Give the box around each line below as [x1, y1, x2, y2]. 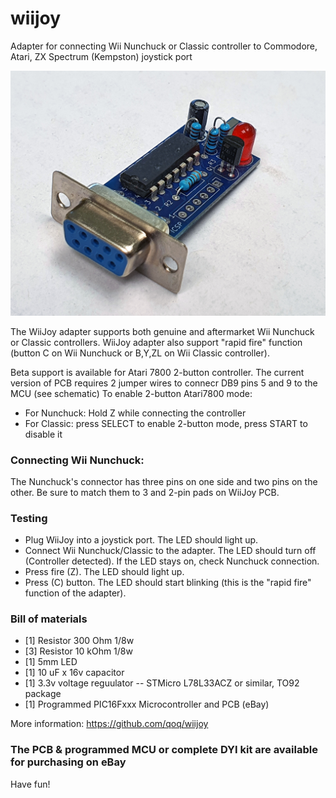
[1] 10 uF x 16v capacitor [24, 667, 125, 679]
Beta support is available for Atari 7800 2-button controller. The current [10, 366, 305, 378]
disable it [24, 428, 63, 440]
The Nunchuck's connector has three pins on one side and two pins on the [10, 475, 318, 487]
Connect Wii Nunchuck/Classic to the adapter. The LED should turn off [24, 545, 317, 557]
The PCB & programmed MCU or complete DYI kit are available [10, 743, 318, 757]
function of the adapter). [24, 587, 127, 599]
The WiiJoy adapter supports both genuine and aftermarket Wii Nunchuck [10, 325, 315, 337]
